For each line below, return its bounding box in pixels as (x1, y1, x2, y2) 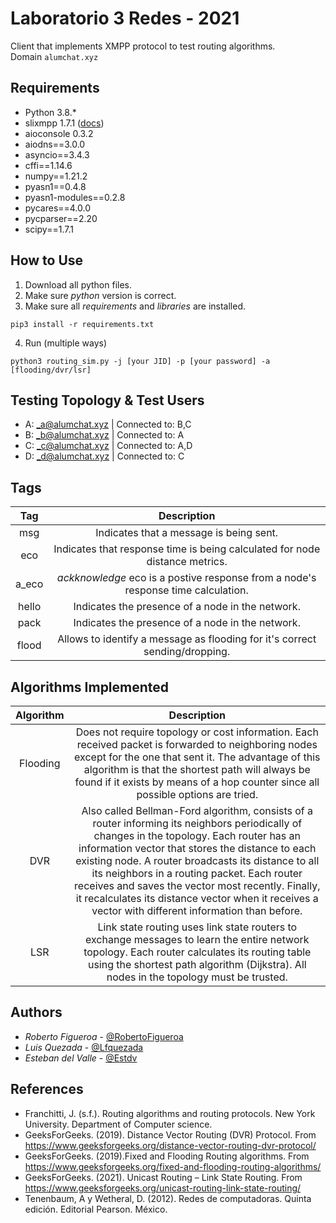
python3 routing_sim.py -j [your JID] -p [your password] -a (10, 356, 271, 366)
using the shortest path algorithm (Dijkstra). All (87, 958, 307, 971)
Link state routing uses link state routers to (97, 920, 298, 934)
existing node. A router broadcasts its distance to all (75, 854, 320, 867)
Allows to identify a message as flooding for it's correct (57, 632, 317, 646)
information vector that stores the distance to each (78, 842, 317, 855)
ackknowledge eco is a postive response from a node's (56, 571, 317, 585)
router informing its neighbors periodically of (92, 817, 303, 830)
